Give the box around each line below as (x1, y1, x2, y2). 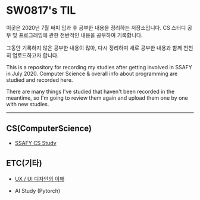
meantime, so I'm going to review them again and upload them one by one (6, 94, 189, 101)
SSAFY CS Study (14, 139, 57, 146)
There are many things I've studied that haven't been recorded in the (6, 88, 175, 95)
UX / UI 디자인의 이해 (14, 175, 65, 182)
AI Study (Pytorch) (14, 187, 61, 194)
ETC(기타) (6, 158, 43, 168)
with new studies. (6, 100, 49, 107)
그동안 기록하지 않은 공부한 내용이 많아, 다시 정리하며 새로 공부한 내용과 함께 (6, 44, 183, 51)
